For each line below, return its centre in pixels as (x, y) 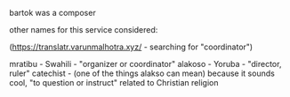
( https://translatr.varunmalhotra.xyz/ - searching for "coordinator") (131, 47)
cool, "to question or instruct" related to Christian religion (114, 82)
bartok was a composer (52, 13)
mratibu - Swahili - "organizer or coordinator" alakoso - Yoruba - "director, (145, 64)
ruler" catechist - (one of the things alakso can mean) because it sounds (142, 73)
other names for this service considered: (84, 30)
